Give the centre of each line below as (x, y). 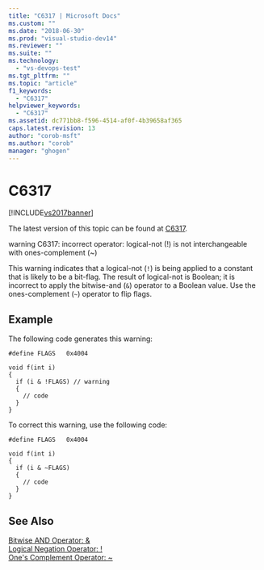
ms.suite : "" (30, 53)
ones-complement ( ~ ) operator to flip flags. (80, 294)
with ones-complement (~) (53, 253)
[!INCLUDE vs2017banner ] (51, 213)
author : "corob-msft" (45, 135)
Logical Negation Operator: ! (56, 548)
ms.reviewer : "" (36, 46)
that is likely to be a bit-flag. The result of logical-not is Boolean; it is (122, 277)
